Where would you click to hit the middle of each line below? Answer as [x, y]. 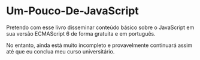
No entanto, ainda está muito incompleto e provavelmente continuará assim [99, 45]
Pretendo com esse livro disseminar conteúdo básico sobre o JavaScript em [100, 27]
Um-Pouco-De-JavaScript [72, 11]
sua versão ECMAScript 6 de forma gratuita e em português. [81, 33]
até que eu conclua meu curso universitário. [60, 51]
